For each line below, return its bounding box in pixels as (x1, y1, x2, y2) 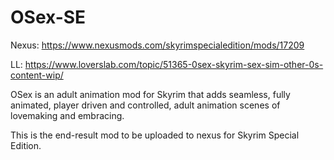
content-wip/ (10, 69, 64, 81)
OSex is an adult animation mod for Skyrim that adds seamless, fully (10, 88, 291, 100)
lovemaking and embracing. (10, 109, 125, 121)
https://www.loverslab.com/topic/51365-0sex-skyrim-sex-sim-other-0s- (24, 58, 324, 70)
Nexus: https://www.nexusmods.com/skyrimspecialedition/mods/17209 (10, 39, 305, 51)
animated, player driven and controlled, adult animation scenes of (10, 99, 281, 111)
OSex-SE (10, 6, 87, 29)
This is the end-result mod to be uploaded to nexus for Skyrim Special (10, 129, 300, 141)
